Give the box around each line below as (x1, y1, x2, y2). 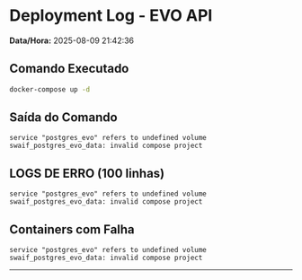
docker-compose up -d (9, 84, 91, 94)
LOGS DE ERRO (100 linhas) (9, 165, 164, 180)
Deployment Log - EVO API (9, 5, 213, 26)
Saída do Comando (9, 109, 119, 126)
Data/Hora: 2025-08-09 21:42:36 (9, 35, 135, 46)
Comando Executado (9, 61, 129, 76)
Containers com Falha (9, 222, 135, 237)
